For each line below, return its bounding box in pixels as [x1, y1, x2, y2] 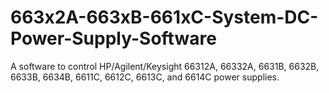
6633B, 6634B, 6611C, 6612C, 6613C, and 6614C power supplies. [10, 71, 280, 83]
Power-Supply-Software [10, 27, 217, 50]
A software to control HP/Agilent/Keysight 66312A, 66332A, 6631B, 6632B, [10, 60, 320, 72]
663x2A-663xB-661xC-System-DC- [10, 6, 319, 29]
